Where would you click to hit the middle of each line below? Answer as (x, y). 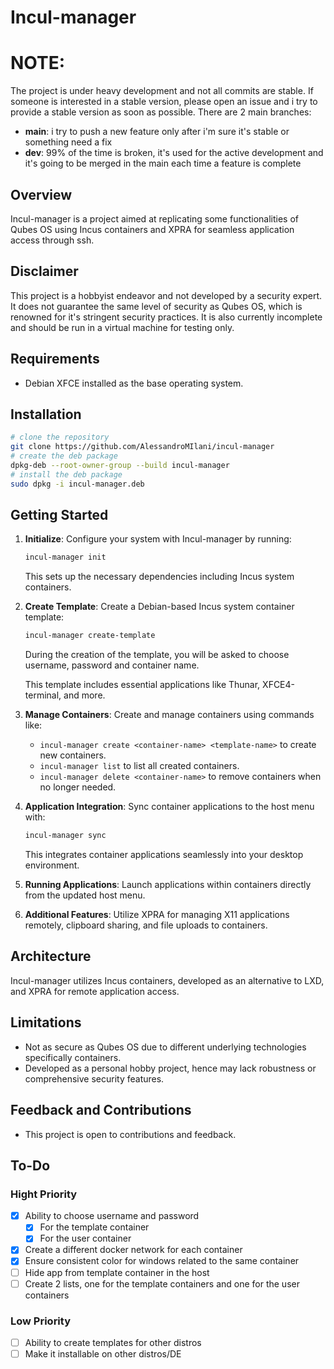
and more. (84, 695)
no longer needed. (78, 787)
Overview (41, 194)
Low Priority (41, 1321)
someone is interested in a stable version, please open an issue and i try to (164, 102)
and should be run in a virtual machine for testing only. (122, 327)
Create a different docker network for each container (133, 1250)
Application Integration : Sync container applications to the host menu (169, 807)
